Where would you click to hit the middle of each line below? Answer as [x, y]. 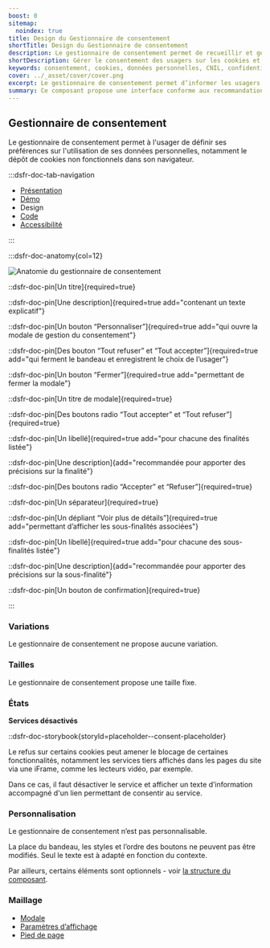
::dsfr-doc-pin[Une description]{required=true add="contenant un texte [127, 303]
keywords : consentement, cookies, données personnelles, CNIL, [117, 68]
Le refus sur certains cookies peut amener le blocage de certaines [119, 752]
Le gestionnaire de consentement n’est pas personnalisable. [108, 832]
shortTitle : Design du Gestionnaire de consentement [98, 46]
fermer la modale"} [40, 383]
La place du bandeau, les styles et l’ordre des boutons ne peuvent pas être [132, 847]
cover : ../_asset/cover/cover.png [66, 76]
